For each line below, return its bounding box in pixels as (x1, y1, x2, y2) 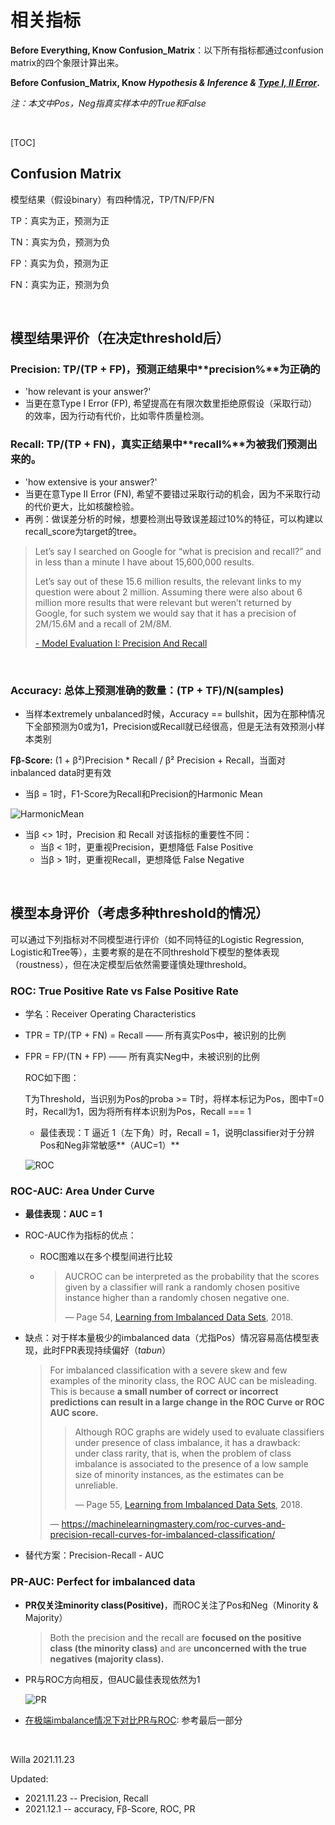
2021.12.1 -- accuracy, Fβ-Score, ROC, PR (24, 1802, 196, 1815)
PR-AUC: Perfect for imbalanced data (10, 1575, 196, 1589)
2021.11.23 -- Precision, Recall (24, 1792, 149, 1804)
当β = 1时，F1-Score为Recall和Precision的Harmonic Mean (24, 788, 263, 800)
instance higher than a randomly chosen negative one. (64, 1292, 290, 1304)
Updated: (10, 1772, 49, 1785)
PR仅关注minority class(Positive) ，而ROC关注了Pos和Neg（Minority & (24, 1599, 319, 1611)
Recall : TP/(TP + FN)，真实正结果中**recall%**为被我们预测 (10, 437, 308, 451)
